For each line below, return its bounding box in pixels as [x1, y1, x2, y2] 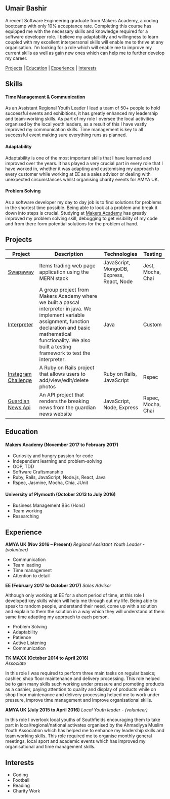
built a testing [39, 343, 72, 350]
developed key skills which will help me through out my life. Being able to [5, 597, 158, 604]
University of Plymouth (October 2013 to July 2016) [5, 491, 116, 497]
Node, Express [103, 404, 138, 411]
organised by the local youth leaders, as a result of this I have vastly [5, 121, 147, 127]
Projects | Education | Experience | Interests [5, 65, 97, 71]
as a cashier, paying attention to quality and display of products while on [5, 686, 156, 693]
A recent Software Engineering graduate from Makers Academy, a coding [5, 17, 158, 23]
